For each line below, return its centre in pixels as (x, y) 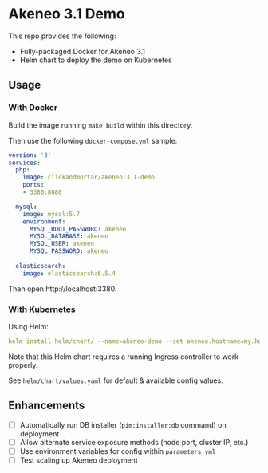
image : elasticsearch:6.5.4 (69, 273)
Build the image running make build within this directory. (100, 125)
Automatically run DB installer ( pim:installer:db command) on (123, 424)
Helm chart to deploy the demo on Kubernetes (96, 60)
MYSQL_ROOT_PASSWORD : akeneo (78, 229)
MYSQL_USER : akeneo (61, 244)
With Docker (33, 108)
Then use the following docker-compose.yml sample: (93, 140)
